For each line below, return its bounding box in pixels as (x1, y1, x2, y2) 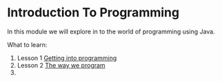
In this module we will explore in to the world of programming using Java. (7, 27, 215, 36)
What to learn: (7, 40, 48, 49)
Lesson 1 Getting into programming (17, 53, 117, 62)
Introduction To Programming (7, 5, 180, 20)
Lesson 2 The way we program (17, 61, 105, 69)
